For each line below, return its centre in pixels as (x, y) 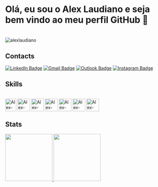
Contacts (20, 56)
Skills (14, 84)
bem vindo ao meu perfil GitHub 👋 (77, 20)
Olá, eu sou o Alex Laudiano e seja (78, 9)
